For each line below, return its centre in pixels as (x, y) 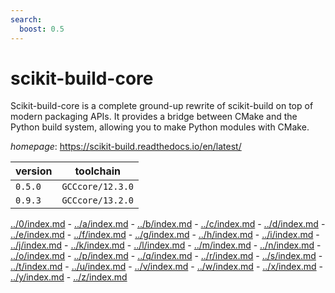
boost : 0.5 (42, 29)
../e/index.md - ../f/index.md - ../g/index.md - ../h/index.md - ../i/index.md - (165, 235)
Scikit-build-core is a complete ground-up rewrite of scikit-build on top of (162, 106)
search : (26, 19)
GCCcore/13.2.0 (97, 200)
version (34, 171)
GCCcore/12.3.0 (97, 187)
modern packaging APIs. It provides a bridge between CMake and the (154, 117)
